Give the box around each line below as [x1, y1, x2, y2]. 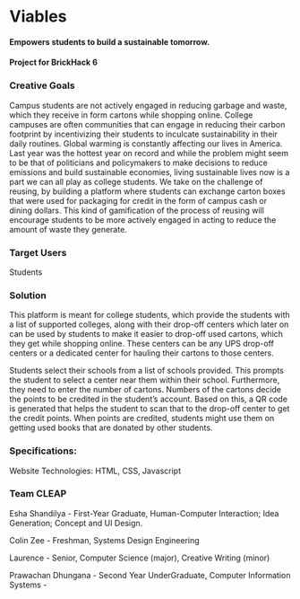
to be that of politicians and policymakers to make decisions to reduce [9, 157, 269, 168]
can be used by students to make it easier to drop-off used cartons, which [9, 329, 284, 339]
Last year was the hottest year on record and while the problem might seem [9, 147, 289, 158]
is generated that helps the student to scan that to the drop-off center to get [9, 403, 290, 414]
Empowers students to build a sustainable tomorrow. [9, 36, 210, 47]
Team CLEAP [9, 488, 67, 500]
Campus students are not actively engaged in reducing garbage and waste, [9, 100, 287, 110]
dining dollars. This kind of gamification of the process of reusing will [9, 205, 264, 216]
